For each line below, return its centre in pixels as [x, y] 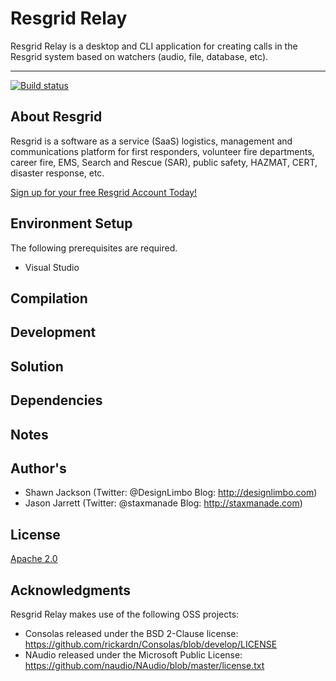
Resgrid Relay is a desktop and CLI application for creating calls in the [154, 46]
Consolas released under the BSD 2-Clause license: [131, 633]
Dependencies [56, 400]
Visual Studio [52, 267]
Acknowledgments [71, 590]
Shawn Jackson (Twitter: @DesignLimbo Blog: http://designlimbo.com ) [171, 493]
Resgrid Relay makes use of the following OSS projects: [125, 614]
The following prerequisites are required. [94, 248]
